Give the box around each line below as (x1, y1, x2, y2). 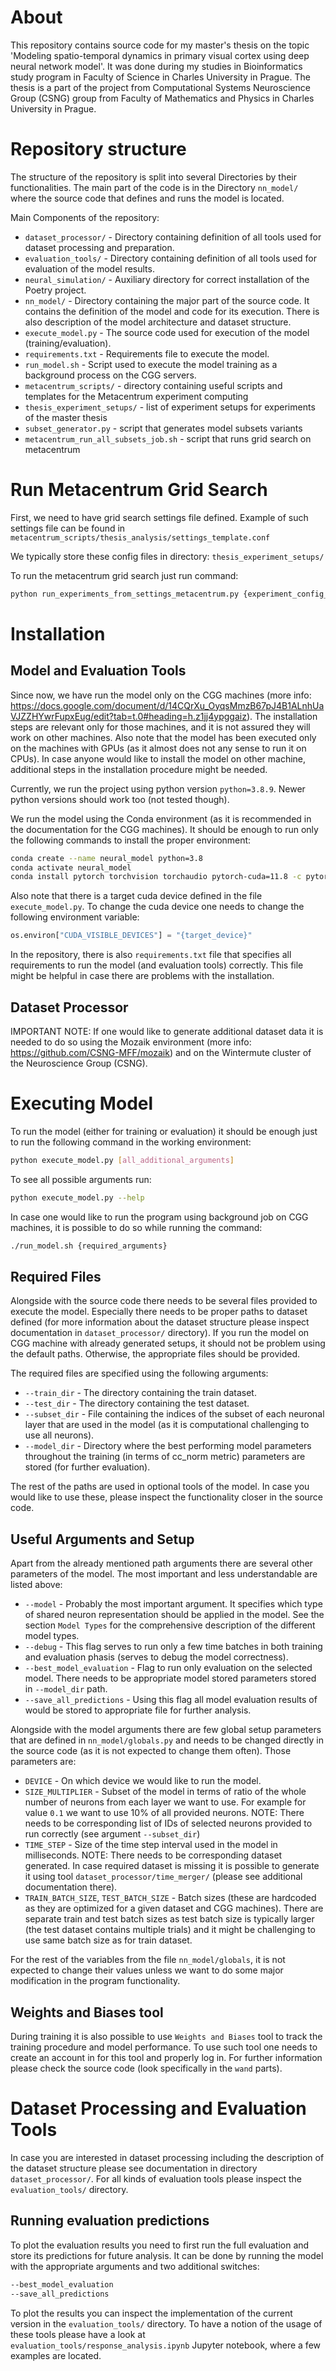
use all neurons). (24, 1429, 95, 1441)
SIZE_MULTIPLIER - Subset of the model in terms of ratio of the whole (24, 1786, 307, 1798)
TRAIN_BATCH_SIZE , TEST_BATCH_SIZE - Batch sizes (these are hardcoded (24, 1892, 317, 1904)
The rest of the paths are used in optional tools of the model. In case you (10, 1481, 310, 1493)
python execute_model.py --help (10, 1192, 145, 1203)
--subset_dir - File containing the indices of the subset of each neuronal (24, 1408, 325, 1420)
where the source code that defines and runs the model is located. (10, 192, 285, 204)
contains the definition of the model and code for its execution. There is (24, 305, 320, 317)
